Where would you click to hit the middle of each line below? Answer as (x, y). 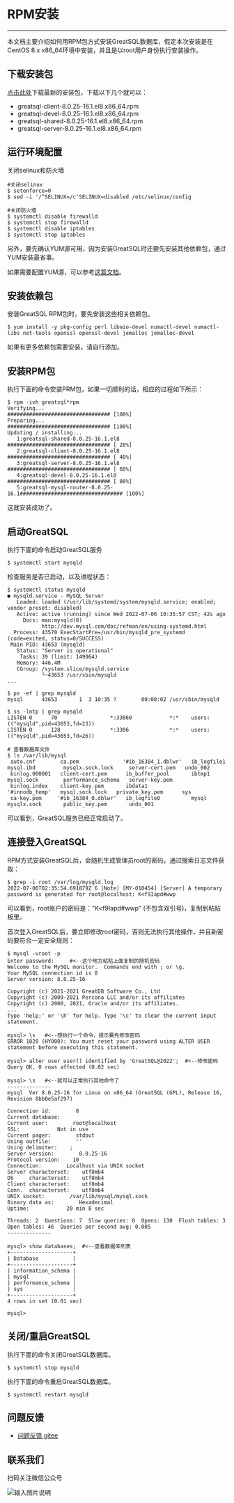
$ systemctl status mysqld (46, 590)
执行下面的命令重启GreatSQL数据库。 (61, 1381)
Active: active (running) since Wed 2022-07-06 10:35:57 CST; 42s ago (121, 614)
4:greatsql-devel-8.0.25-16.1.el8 (67, 475)
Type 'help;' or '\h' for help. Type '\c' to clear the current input (112, 1016)
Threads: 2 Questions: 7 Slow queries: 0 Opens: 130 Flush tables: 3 (117, 1220)
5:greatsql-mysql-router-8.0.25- (65, 488)
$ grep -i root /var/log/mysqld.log (60, 882)
